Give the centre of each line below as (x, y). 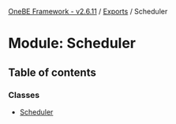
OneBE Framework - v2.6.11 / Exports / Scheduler (88, 11)
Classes (24, 95)
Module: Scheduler (72, 43)
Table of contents (52, 72)
